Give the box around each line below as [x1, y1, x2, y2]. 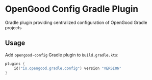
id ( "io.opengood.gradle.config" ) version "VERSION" [14, 66, 122, 71]
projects [5, 24, 22, 30]
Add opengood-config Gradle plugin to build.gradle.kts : [5, 52, 119, 58]
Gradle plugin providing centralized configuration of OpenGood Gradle [5, 20, 148, 25]
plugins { [5, 61, 25, 66]
